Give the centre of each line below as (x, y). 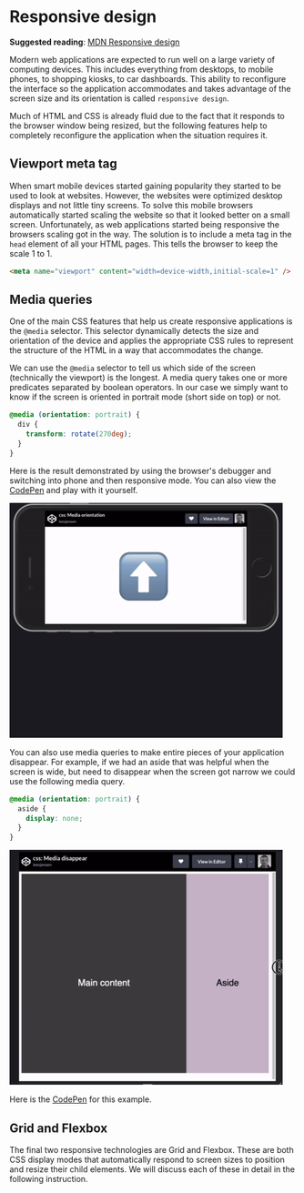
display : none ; (55, 818)
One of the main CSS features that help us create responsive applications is (151, 321)
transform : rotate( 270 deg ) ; (79, 434)
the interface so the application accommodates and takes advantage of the (150, 88)
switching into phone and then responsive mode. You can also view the (143, 480)
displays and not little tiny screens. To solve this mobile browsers (131, 205)
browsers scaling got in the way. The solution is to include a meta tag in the (151, 234)
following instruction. (49, 1179)
